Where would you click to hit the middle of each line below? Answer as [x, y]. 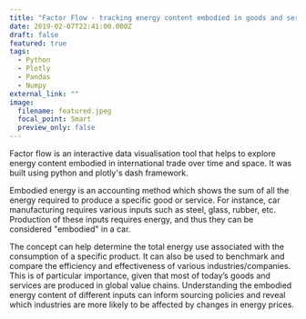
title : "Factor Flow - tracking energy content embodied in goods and [146, 18]
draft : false [34, 35]
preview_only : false [56, 128]
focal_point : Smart [55, 119]
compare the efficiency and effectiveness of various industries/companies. [150, 266]
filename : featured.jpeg [65, 111]
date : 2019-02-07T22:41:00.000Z [71, 26]
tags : [20, 52]
